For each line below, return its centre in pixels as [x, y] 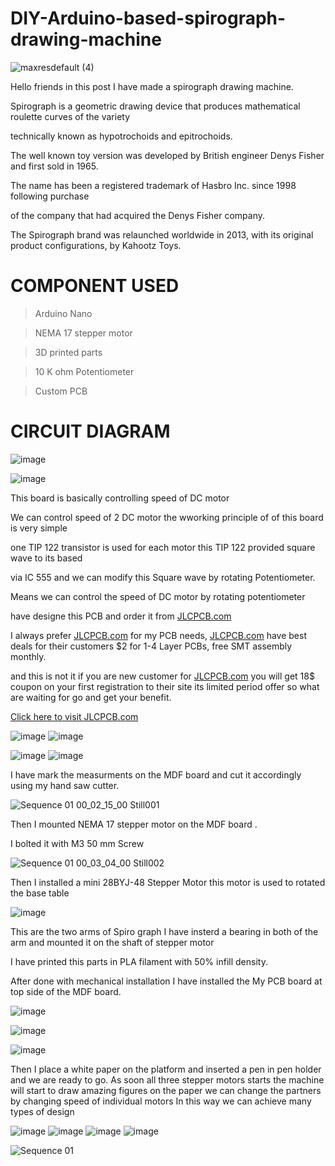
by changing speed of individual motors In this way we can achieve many [161, 1101]
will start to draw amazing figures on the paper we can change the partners [166, 1090]
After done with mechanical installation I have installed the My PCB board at [166, 981]
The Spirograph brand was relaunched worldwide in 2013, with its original [162, 234]
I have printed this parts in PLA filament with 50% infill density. [139, 961]
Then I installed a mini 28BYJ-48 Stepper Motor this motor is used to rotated [168, 882]
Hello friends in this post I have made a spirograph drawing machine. [152, 86]
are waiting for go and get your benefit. [91, 697]
